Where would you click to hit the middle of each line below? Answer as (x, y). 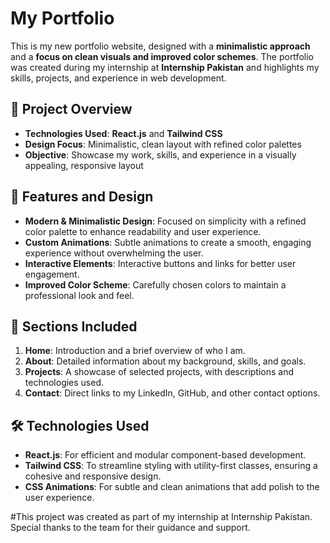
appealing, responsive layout (84, 165)
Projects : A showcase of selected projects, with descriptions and (159, 372)
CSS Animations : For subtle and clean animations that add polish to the (172, 487)
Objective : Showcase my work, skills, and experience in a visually (160, 154)
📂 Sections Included (74, 326)
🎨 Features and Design (82, 197)
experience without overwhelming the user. (114, 253)
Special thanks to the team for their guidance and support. (130, 528)
